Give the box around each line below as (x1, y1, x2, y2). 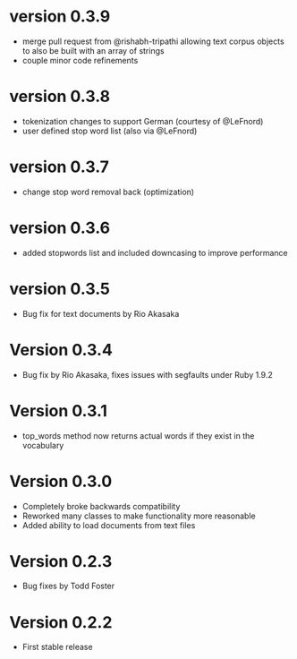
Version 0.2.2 (9, 612, 113, 632)
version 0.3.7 (9, 157, 110, 177)
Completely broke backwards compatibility (21, 501, 181, 511)
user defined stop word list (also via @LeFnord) (21, 125, 198, 136)
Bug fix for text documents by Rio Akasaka (21, 308, 180, 319)
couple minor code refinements (21, 55, 139, 65)
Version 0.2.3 (9, 551, 113, 571)
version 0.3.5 (9, 278, 110, 299)
